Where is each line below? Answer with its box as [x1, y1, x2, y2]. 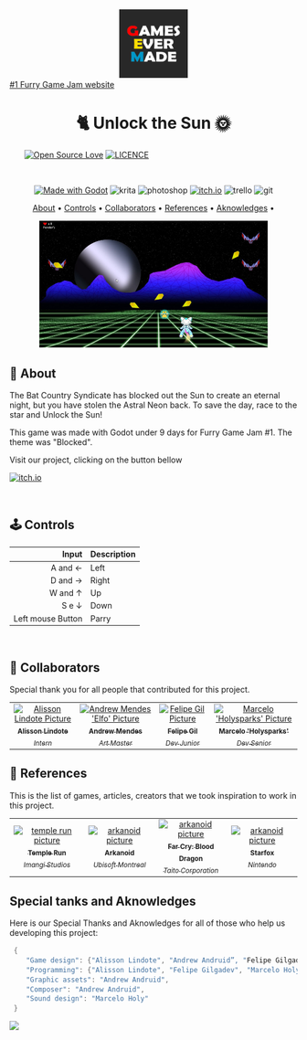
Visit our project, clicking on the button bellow [9, 454, 183, 465]
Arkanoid [104, 848, 135, 857]
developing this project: [9, 928, 99, 939]
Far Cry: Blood [167, 843, 215, 852]
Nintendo [248, 860, 277, 869]
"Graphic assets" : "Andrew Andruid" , [26, 975, 170, 984]
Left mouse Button [13, 612, 83, 624]
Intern [33, 738, 53, 748]
